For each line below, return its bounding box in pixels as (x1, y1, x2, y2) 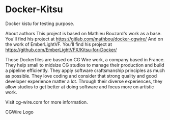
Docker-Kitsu (5, 4, 63, 15)
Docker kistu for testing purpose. (5, 20, 75, 27)
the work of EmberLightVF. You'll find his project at (5, 41, 112, 47)
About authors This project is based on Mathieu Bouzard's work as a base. (5, 30, 162, 36)
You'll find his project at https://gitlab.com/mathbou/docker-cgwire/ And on (5, 36, 163, 42)
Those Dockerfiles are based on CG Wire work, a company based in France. (5, 56, 165, 62)
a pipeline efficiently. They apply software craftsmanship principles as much (5, 67, 165, 74)
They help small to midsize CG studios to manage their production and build (5, 62, 164, 68)
